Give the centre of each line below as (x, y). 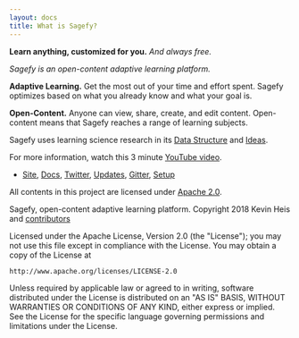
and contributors (40, 218)
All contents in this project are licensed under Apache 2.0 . (116, 191)
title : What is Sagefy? (54, 26)
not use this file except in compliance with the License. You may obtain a (143, 245)
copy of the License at (50, 255)
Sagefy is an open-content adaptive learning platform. (110, 69)
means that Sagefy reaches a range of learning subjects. (144, 123)
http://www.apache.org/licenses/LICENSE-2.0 (93, 271)
